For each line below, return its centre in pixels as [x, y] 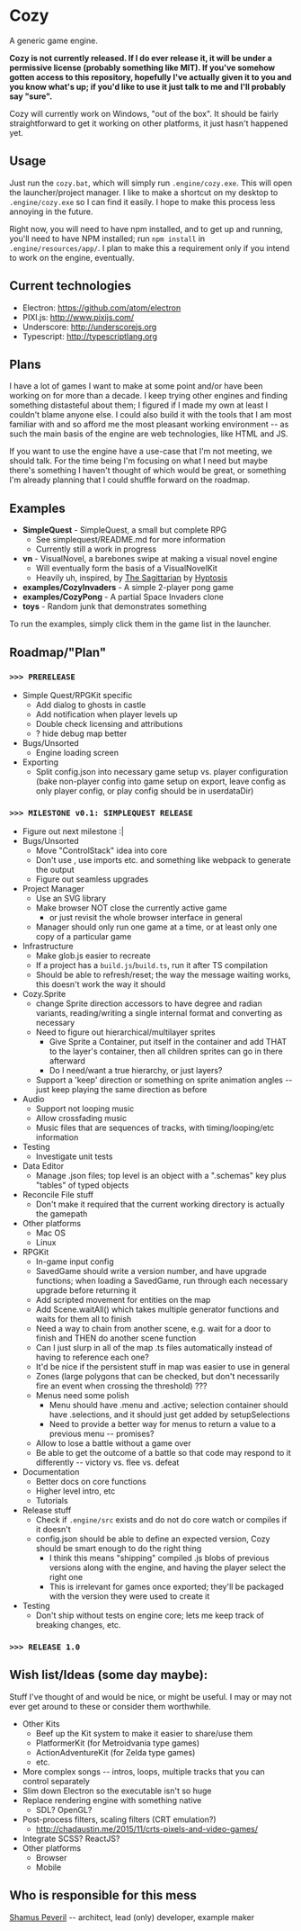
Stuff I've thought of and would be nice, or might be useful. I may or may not [150, 1696]
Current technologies [71, 286]
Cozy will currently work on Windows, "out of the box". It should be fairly [144, 113]
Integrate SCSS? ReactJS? [71, 1838]
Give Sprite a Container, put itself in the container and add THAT [168, 1042]
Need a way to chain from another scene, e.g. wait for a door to [153, 1329]
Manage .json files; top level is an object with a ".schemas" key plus [161, 1176]
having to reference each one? [93, 1357]
